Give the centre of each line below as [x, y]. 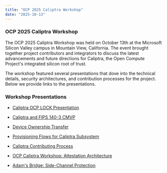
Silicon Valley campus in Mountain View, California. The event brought [77, 48]
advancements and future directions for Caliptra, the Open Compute [75, 58]
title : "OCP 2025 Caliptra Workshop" [44, 10]
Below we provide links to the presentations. [50, 84]
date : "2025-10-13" [25, 14]
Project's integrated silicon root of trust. [46, 64]
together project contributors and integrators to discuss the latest [72, 53]
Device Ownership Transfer [40, 127]
